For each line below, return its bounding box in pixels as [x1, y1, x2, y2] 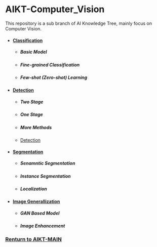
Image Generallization [12, 198, 60, 204]
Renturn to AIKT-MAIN [5, 235, 62, 242]
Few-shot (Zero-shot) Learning [20, 74, 88, 80]
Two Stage [20, 99, 44, 105]
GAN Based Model [20, 210, 60, 216]
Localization [20, 186, 47, 192]
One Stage [20, 111, 43, 117]
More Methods [20, 124, 52, 130]
